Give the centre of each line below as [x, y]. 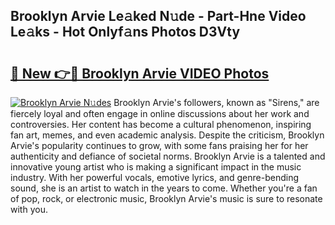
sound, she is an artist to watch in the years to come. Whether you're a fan [164, 188]
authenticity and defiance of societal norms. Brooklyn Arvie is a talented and [168, 156]
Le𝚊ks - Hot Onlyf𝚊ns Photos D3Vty [125, 32]
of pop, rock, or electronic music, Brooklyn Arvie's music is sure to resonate [166, 198]
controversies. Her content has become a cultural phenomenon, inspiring [161, 124]
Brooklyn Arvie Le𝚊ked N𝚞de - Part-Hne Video [158, 16]
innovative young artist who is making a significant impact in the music [156, 167]
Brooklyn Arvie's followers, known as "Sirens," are [216, 102]
